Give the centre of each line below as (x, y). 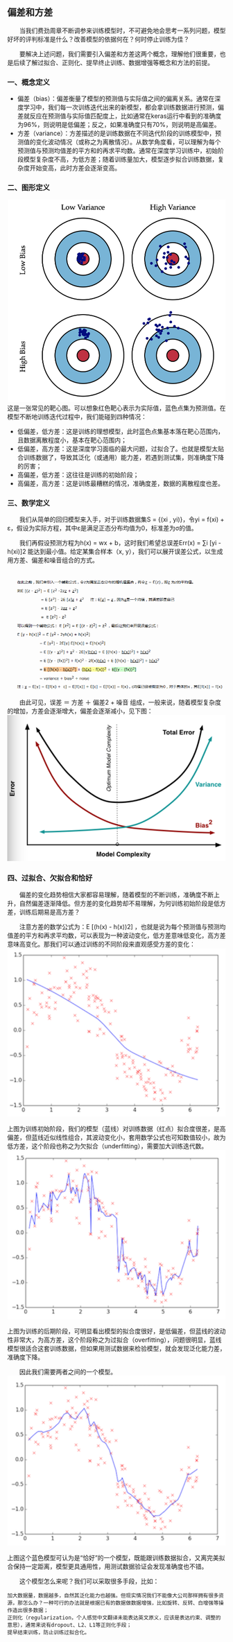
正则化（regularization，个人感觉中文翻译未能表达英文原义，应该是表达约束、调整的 (114, 1618)
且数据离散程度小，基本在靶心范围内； (72, 440)
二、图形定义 (29, 188)
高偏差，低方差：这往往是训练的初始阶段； (78, 475)
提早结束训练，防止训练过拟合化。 (49, 1633)
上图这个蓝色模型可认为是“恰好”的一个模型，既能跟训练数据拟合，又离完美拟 (116, 1558)
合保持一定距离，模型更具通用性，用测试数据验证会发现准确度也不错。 (107, 1566)
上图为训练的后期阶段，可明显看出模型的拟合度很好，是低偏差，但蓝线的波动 (116, 1331)
